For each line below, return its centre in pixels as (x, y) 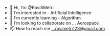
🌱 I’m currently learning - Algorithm (45, 18)
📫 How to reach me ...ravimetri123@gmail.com (57, 28)
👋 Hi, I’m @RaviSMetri (32, 8)
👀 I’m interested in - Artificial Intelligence (51, 13)
